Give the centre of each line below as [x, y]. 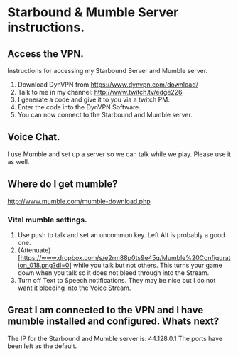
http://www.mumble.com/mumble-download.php [79, 201]
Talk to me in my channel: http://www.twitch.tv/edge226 [100, 92]
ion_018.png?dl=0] [45, 265]
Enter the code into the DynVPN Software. [79, 107]
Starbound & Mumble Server [93, 12]
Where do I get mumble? [63, 184]
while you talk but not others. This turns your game [148, 265]
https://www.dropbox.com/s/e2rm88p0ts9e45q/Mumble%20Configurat [125, 257]
